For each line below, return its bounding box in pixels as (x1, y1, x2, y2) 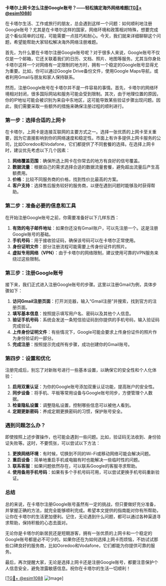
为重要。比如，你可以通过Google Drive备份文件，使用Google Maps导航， (5, 68, 154, 74)
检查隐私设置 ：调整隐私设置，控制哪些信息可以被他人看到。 (12, 402, 134, 408)
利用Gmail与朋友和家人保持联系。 (9, 74, 78, 80)
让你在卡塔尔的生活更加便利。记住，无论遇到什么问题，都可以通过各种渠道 (5, 513, 157, 519)
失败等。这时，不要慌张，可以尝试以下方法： (9, 440, 100, 446)
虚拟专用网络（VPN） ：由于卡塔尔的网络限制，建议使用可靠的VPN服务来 (12, 249, 159, 256)
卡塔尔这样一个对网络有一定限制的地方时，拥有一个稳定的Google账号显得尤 (5, 62, 159, 68)
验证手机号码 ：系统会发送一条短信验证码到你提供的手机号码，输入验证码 (12, 316, 160, 322)
